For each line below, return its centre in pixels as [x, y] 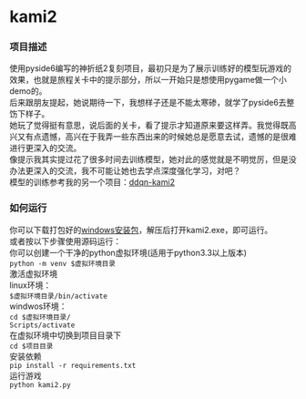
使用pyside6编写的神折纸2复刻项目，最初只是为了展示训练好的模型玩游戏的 [150, 68]
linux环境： [31, 285]
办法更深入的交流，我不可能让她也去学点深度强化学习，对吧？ [125, 171]
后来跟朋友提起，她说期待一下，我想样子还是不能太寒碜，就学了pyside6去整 [152, 103]
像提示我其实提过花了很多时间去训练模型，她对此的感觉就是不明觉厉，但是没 [153, 159]
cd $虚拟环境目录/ [40, 317]
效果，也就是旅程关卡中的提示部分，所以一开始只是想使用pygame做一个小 [148, 80]
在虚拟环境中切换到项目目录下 [65, 335]
